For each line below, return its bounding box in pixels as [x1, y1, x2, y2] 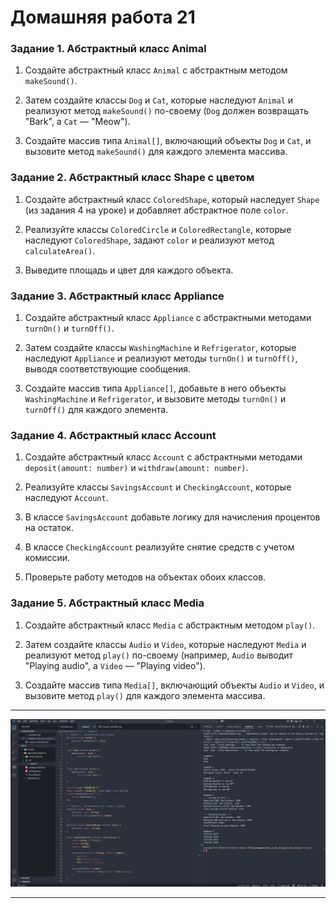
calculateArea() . [24, 244, 96, 256]
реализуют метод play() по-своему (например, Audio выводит [24, 649, 294, 661]
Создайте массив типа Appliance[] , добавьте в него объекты [24, 382, 287, 395]
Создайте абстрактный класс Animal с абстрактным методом [24, 64, 288, 76]
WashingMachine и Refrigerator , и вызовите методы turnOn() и [24, 393, 287, 405]
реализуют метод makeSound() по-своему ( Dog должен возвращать [24, 105, 310, 117]
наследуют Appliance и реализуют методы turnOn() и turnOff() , [24, 352, 298, 365]
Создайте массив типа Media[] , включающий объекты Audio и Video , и [24, 679, 325, 691]
